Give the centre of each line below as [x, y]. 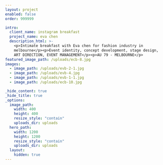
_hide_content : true [26, 91]
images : [13, 64]
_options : [15, 100]
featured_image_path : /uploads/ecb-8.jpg [48, 59]
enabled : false [21, 14]
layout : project [22, 10]
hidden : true [27, 155]
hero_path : [21, 127]
